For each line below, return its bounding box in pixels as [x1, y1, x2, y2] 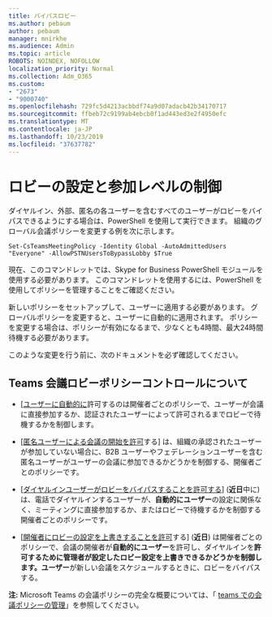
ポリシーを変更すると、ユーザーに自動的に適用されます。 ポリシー [36, 313, 258, 322]
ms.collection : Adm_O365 [8, 72, 93, 80]
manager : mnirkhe [8, 34, 67, 43]
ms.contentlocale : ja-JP [8, 125, 93, 133]
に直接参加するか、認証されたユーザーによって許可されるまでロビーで [19, 409, 254, 419]
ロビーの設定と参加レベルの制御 [8, 178, 222, 196]
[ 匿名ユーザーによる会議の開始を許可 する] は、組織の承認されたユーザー [19, 437, 262, 447]
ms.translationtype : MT [8, 118, 89, 126]
